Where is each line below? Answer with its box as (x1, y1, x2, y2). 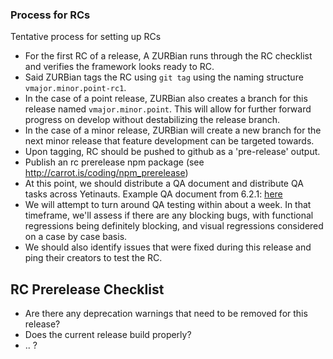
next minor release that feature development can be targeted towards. (24, 135, 315, 147)
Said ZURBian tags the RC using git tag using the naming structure (24, 71, 304, 83)
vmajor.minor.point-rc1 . (24, 82, 127, 94)
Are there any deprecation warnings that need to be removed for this (24, 308, 308, 320)
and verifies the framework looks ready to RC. (24, 61, 215, 73)
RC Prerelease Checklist (10, 281, 165, 298)
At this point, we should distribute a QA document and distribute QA (24, 178, 304, 190)
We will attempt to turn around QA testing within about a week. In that (24, 199, 312, 211)
